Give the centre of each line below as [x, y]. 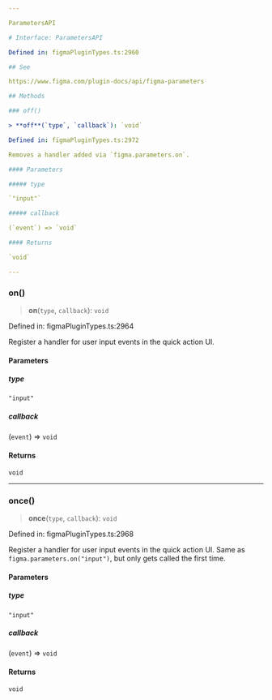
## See [19, 67]
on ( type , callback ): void [68, 310]
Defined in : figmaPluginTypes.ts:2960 [74, 52]
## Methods [27, 97]
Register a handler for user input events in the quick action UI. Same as [127, 549]
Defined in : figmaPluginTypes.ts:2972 [74, 140]
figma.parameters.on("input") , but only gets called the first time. [117, 558]
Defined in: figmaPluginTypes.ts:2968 [71, 534]
